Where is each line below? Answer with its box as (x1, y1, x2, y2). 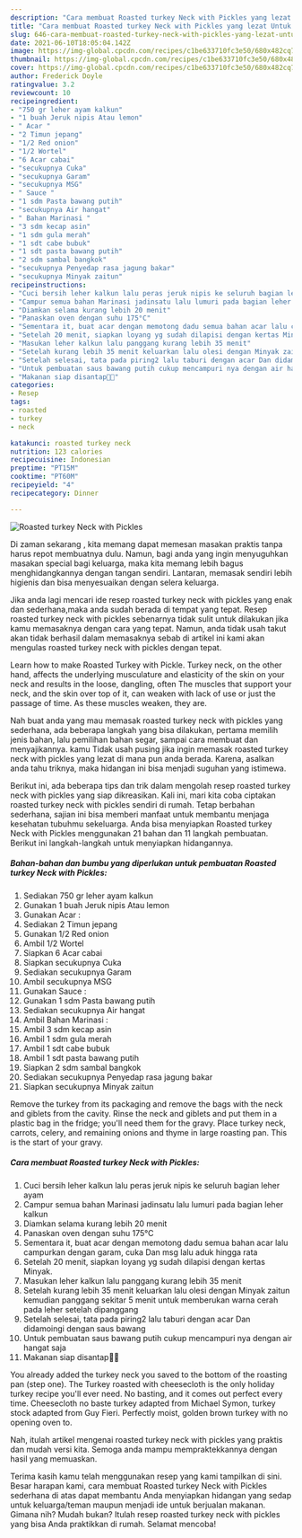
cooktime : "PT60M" (10, 473, 79, 482)
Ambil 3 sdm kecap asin (22, 1023, 112, 1034)
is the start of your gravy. (10, 1136, 104, 1147)
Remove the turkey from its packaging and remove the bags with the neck (10, 1098, 283, 1109)
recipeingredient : (10, 96, 79, 106)
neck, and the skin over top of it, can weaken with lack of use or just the (10, 688, 276, 699)
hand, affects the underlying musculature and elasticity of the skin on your (10, 668, 285, 679)
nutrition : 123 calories (10, 446, 103, 456)
